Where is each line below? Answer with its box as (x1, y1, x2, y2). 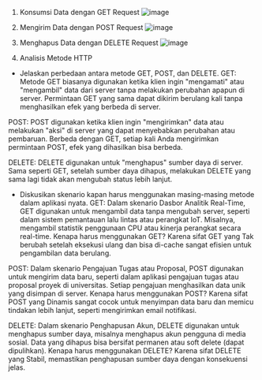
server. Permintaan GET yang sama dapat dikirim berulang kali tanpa (19, 94, 243, 102)
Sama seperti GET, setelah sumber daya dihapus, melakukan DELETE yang (8, 166, 251, 175)
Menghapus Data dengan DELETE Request (19, 38, 159, 47)
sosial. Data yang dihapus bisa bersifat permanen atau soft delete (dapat (8, 337, 245, 347)
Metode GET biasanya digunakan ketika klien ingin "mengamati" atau (19, 77, 245, 86)
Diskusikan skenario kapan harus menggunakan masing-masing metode (19, 190, 255, 199)
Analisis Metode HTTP (19, 54, 93, 62)
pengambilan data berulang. (19, 248, 112, 258)
